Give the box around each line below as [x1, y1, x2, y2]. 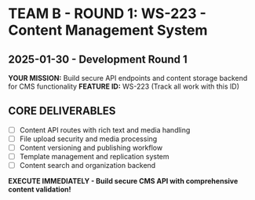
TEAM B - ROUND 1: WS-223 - [8, 5, 206, 23]
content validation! [8, 185, 71, 195]
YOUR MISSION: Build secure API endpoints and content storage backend [8, 74, 248, 82]
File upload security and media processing [19, 134, 158, 144]
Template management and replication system [19, 152, 170, 161]
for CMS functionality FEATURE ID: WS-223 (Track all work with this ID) [8, 82, 240, 91]
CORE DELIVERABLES [8, 104, 116, 118]
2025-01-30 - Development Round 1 [8, 53, 188, 66]
